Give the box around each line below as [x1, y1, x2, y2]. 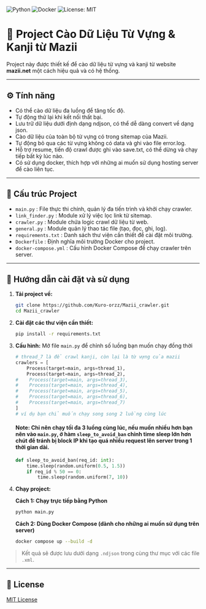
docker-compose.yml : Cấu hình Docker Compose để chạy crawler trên [15, 244, 191, 251]
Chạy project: [15, 485, 51, 493]
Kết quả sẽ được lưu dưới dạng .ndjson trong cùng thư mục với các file [21, 550, 200, 557]
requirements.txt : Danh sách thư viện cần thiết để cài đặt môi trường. [15, 231, 193, 238]
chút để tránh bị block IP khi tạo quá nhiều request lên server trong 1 [15, 437, 193, 444]
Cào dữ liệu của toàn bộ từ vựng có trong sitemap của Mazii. [15, 132, 169, 140]
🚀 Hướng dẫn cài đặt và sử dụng [6, 274, 130, 284]
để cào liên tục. [15, 165, 55, 173]
